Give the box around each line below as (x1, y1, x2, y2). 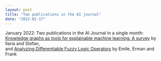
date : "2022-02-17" (5, 16, 46, 21)
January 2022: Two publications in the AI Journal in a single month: (5, 30, 144, 36)
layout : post (5, 7, 32, 12)
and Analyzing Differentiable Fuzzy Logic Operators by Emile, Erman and (5, 46, 155, 52)
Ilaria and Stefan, (5, 41, 40, 47)
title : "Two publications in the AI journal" (5, 12, 101, 17)
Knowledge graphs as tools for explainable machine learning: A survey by (5, 35, 157, 41)
